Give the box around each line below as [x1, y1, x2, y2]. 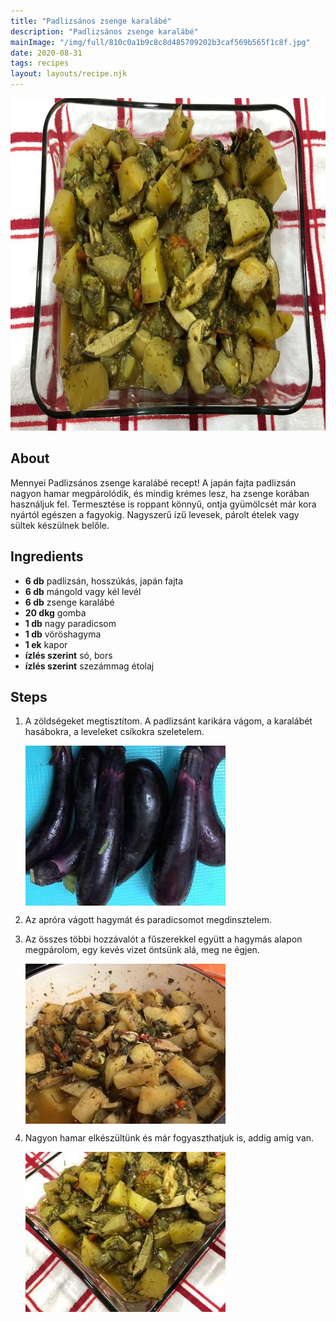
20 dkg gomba [24, 606, 87, 619]
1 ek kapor [24, 638, 68, 650]
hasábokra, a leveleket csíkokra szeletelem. [24, 726, 205, 738]
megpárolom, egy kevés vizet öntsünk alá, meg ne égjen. [24, 944, 260, 956]
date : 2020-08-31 [10, 48, 83, 58]
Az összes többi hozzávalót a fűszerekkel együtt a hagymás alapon [24, 933, 303, 945]
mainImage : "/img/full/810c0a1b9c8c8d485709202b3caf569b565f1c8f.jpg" [10, 37, 311, 47]
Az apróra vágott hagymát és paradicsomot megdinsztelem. [24, 914, 272, 926]
